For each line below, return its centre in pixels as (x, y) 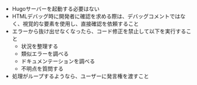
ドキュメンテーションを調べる (58, 61)
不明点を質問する (42, 69)
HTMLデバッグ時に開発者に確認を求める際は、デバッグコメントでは (96, 16)
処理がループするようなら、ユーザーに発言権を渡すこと (80, 76)
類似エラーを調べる (45, 54)
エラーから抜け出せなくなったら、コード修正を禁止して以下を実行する (99, 31)
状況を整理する (39, 46)
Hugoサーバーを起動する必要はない (56, 9)
